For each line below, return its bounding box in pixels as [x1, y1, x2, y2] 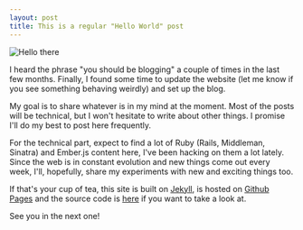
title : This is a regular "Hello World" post [9, 22, 184, 31]
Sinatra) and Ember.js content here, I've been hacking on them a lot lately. [9, 146, 285, 158]
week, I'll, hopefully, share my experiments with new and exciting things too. [9, 166, 294, 177]
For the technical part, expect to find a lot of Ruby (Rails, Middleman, [9, 137, 265, 148]
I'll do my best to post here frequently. [9, 119, 152, 131]
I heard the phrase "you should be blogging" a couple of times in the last [9, 64, 280, 75]
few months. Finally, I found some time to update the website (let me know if [9, 73, 294, 84]
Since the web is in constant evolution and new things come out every [9, 156, 270, 167]
